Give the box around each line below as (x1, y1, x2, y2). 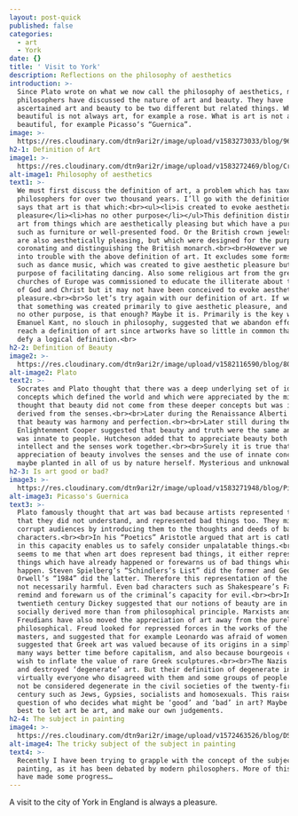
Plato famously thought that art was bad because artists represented (17, 508, 284, 518)
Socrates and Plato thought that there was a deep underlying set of (17, 384, 279, 393)
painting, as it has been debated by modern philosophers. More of (17, 765, 272, 773)
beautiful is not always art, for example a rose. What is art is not (17, 112, 284, 121)
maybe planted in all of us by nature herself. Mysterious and (17, 459, 255, 468)
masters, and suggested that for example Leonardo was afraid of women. (17, 632, 292, 641)
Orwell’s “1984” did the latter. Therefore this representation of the (17, 574, 288, 583)
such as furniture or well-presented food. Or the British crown (17, 227, 264, 236)
